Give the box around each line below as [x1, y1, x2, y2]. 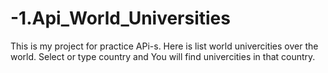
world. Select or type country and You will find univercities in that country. [10, 50, 316, 62]
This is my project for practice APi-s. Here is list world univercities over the [10, 40, 319, 52]
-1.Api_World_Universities [10, 7, 231, 30]
